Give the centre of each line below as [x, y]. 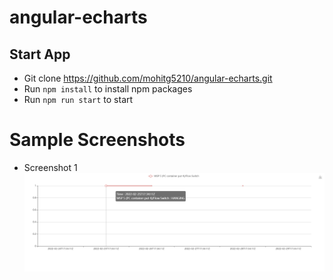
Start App [40, 54]
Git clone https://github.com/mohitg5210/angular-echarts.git [148, 78]
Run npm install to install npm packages [108, 89]
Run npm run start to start [78, 99]
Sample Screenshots [97, 140]
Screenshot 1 [50, 167]
